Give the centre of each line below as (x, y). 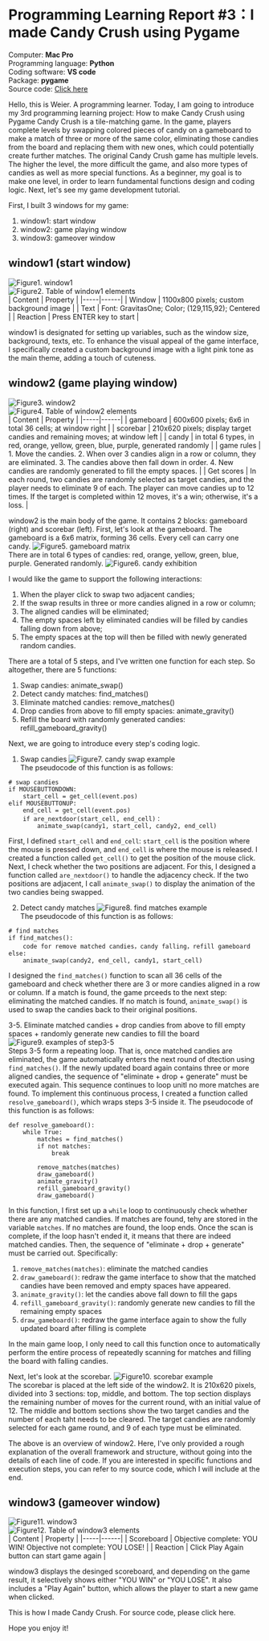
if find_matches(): (41, 938)
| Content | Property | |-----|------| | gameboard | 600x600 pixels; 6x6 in (129, 419)
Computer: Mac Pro (41, 55)
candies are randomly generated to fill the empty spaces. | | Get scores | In (132, 471)
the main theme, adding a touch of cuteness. (82, 357)
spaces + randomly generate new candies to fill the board (104, 1033)
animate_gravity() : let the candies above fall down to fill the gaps (128, 1294)
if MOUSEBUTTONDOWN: (43, 789)
